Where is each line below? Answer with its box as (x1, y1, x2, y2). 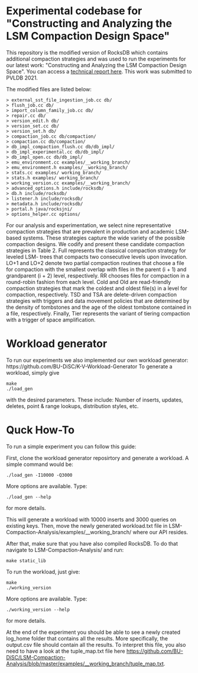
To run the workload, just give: (6, 568, 80, 575)
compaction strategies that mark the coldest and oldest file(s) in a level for (6, 285, 187, 292)
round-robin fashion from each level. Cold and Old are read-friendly (6, 278, 171, 285)
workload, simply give (6, 369, 60, 376)
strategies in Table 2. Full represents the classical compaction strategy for (6, 247, 186, 254)
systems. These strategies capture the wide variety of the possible (22, 234, 185, 241)
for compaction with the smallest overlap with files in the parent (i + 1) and (6, 266, 187, 273)
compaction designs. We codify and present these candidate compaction (6, 240, 185, 247)
